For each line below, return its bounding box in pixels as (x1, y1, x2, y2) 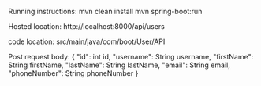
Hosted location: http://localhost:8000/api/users (8, 22, 166, 30)
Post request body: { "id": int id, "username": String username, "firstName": (8, 52, 254, 61)
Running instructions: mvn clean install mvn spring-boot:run (8, 7, 203, 16)
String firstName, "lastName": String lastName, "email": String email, (8, 60, 230, 70)
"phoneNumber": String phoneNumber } (8, 69, 139, 77)
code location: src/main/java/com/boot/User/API (8, 37, 166, 46)
